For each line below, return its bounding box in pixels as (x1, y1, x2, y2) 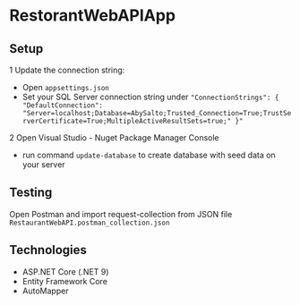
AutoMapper (21, 285, 69, 296)
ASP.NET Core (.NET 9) (21, 266, 109, 277)
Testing (9, 185, 53, 200)
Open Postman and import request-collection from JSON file (9, 208, 233, 219)
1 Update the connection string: (9, 64, 125, 75)
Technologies (9, 242, 88, 258)
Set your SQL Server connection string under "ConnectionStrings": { (21, 91, 279, 102)
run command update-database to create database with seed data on (21, 149, 276, 160)
